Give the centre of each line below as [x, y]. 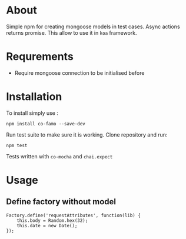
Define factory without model [61, 202]
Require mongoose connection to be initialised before [79, 73]
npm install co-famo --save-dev [46, 124]
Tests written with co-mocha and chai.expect [59, 156]
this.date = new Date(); [47, 225]
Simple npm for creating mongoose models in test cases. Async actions [93, 26]
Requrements [40, 57]
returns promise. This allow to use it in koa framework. [72, 32]
